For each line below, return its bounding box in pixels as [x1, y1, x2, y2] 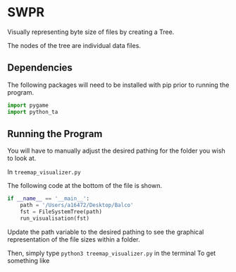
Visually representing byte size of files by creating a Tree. [7, 28, 175, 36]
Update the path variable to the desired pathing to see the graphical [7, 227, 204, 236]
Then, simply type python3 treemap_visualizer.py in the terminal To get [7, 249, 216, 257]
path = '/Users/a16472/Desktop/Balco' [20, 202, 134, 209]
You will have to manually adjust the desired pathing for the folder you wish [7, 146, 225, 155]
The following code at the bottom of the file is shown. [7, 182, 162, 190]
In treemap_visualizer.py [7, 167, 81, 177]
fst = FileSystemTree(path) [20, 208, 102, 215]
